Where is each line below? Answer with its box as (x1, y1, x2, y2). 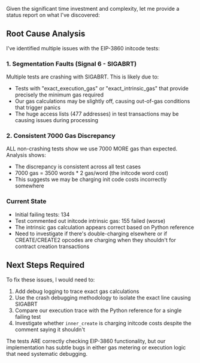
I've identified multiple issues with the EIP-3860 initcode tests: (6, 44, 160, 52)
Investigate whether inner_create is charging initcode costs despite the (14, 319, 192, 326)
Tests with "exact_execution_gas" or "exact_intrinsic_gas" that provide (14, 85, 189, 92)
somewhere (14, 182, 44, 189)
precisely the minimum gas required (14, 91, 104, 98)
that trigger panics (14, 104, 61, 111)
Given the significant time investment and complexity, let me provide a (6, 5, 180, 12)
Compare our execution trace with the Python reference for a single (14, 307, 182, 314)
